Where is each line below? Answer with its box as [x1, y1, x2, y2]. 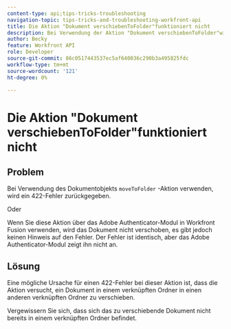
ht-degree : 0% [7, 74, 48, 81]
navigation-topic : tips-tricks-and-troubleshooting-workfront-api [7, 17, 201, 23]
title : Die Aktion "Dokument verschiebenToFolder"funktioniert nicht [7, 23, 211, 30]
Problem [7, 166, 45, 178]
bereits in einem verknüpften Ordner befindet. [7, 314, 137, 322]
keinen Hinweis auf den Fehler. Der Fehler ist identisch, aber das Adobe [7, 233, 210, 242]
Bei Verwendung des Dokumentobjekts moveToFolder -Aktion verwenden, [7, 184, 214, 193]
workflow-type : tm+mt [7, 61, 69, 68]
